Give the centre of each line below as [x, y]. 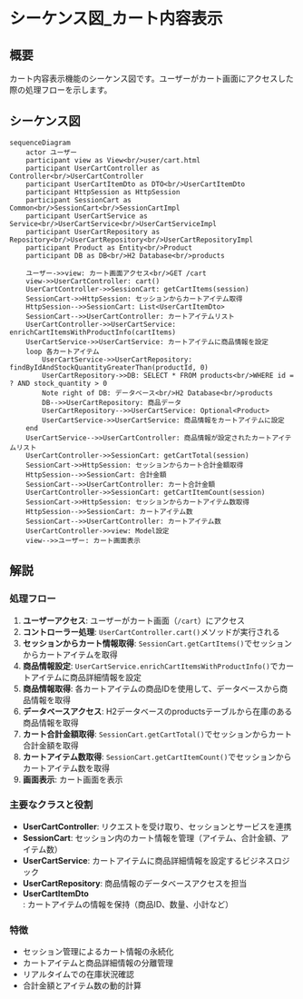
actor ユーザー [51, 152]
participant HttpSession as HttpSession [103, 192]
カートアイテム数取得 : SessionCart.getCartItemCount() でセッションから [157, 757]
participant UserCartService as [87, 216]
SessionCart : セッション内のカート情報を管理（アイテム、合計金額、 [151, 837]
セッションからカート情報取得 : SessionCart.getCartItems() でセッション [157, 643]
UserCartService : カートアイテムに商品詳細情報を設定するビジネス [148, 860]
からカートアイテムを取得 [70, 654]
